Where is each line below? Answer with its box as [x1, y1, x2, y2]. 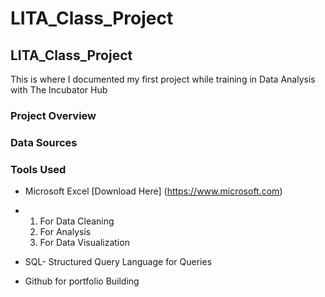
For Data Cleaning [39, 215, 115, 227]
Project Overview [10, 108, 97, 122]
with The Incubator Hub [10, 84, 108, 96]
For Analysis [39, 226, 92, 238]
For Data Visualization [39, 237, 130, 249]
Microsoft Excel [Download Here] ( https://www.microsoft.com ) [24, 185, 283, 197]
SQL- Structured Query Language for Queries [24, 256, 213, 268]
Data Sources [10, 135, 78, 149]
